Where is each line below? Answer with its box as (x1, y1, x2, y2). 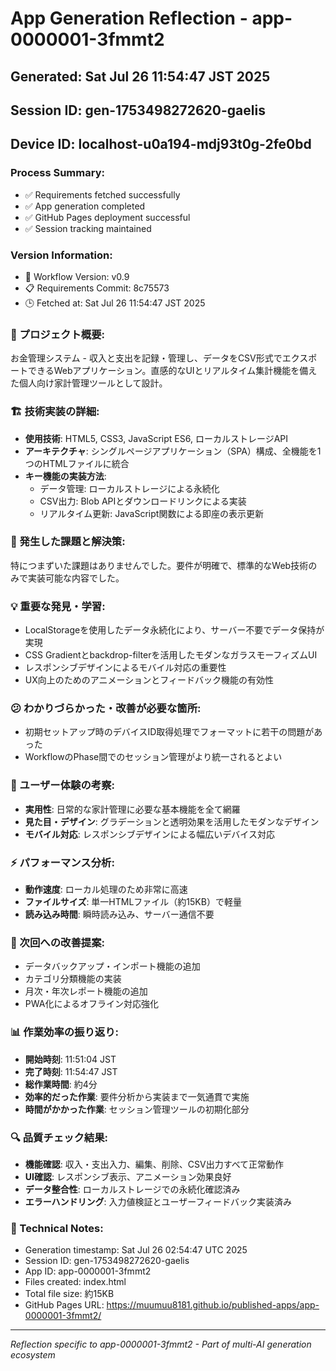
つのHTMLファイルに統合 (24, 457, 130, 469)
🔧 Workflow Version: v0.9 (24, 270, 130, 282)
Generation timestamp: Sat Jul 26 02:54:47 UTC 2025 (24, 1244, 248, 1256)
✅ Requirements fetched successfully (24, 188, 181, 201)
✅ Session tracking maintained (24, 222, 152, 234)
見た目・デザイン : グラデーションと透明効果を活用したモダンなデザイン (24, 815, 320, 827)
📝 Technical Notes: (10, 1221, 104, 1235)
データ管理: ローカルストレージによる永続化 (39, 482, 220, 494)
